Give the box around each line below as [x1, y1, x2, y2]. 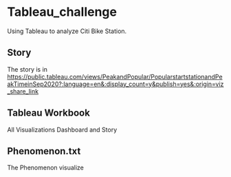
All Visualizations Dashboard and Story [7, 125, 118, 134]
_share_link [7, 87, 39, 95]
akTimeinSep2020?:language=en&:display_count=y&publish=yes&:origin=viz [7, 80, 224, 88]
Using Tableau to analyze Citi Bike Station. [7, 27, 127, 35]
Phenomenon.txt [7, 145, 81, 157]
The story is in [7, 65, 48, 73]
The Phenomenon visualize [7, 163, 85, 172]
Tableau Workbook [7, 107, 91, 119]
